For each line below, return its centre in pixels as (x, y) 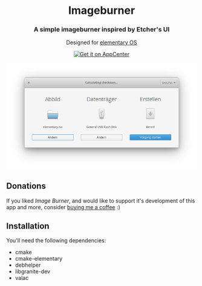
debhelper (28, 265)
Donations (26, 186)
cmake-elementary (39, 259)
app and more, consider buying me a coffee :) (64, 207)
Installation (28, 226)
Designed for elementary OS (102, 42)
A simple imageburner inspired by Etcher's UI (102, 30)
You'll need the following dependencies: (56, 241)
